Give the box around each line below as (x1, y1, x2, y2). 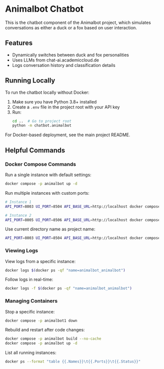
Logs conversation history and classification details (12, 62, 116, 68)
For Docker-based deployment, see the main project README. (5, 132, 130, 138)
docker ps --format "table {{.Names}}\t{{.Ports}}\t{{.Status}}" (5, 359, 141, 364)
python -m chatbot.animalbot (12, 123, 72, 128)
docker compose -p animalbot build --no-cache (5, 336, 102, 341)
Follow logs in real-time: (5, 277, 54, 283)
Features (5, 39, 33, 47)
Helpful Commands (5, 146, 65, 154)
